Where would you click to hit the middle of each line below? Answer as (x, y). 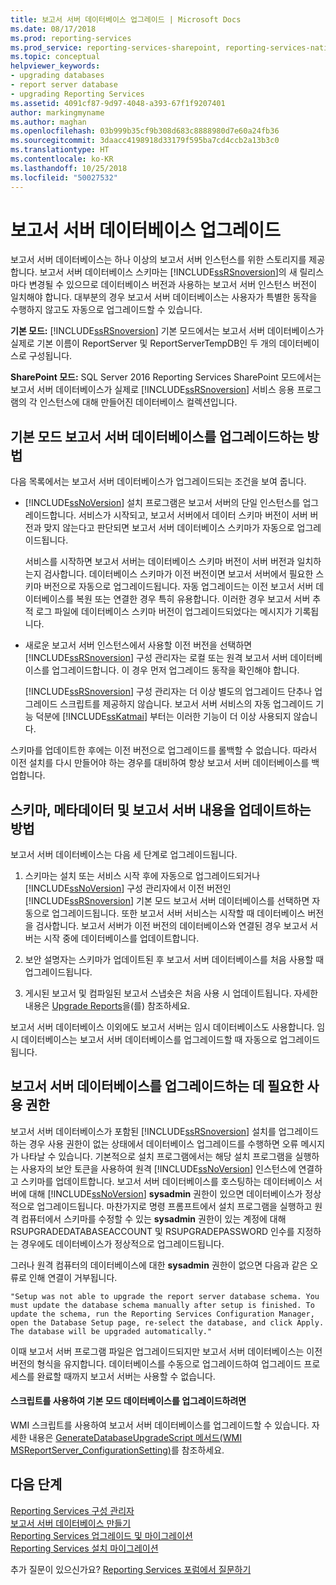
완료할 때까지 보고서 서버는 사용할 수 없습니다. (126, 1376)
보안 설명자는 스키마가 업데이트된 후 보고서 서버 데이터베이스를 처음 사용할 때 (174, 960)
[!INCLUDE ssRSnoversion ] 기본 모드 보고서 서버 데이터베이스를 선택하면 (167, 901)
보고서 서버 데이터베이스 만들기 (71, 1523)
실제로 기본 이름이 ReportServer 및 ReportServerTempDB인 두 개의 (143, 343)
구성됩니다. (50, 356)
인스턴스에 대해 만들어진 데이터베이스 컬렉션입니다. (138, 402)
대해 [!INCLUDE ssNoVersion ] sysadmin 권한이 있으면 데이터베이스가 (165, 1193)
